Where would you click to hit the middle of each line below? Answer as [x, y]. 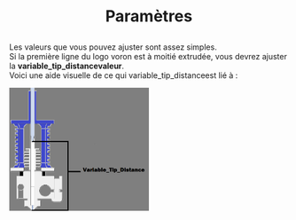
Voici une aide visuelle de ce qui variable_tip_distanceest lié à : [124, 75]
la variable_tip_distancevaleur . [67, 66]
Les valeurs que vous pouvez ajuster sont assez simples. [113, 47]
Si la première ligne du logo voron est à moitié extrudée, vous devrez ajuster [148, 56]
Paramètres [149, 16]
